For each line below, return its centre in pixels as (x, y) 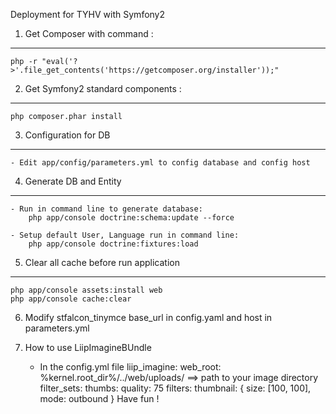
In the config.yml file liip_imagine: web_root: (130, 367)
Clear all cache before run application (102, 262)
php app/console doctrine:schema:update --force (131, 218)
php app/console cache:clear (71, 299)
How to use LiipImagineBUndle (88, 347)
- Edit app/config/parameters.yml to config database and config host (160, 163)
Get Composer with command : (89, 33)
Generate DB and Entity (73, 181)
